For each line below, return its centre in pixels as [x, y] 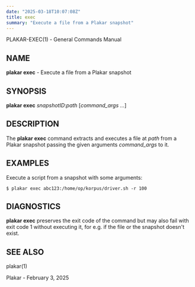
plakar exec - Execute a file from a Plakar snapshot [69, 72]
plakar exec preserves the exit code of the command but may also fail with [98, 221]
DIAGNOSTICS [33, 207]
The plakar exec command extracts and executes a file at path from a [91, 138]
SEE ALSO [25, 252]
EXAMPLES [28, 163]
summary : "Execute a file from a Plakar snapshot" [70, 23]
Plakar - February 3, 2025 [38, 278]
